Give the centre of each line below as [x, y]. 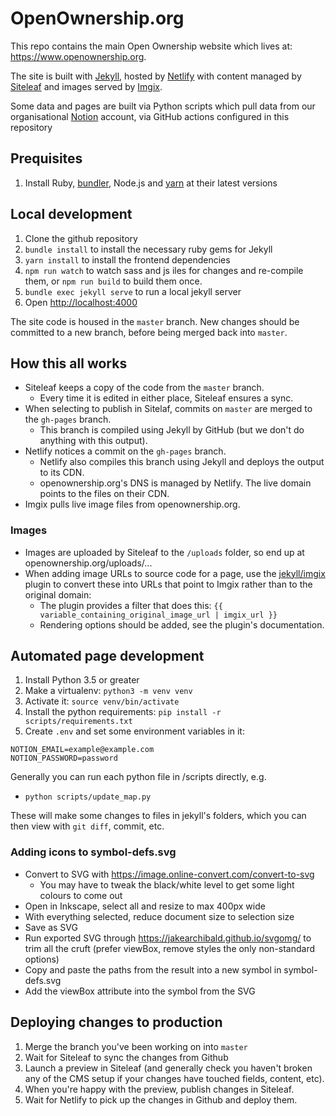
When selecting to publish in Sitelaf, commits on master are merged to [168, 409]
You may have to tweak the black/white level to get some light [167, 884]
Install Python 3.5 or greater [82, 680]
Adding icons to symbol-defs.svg [93, 852]
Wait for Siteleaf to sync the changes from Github [126, 1057]
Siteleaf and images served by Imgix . [86, 86]
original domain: [58, 594]
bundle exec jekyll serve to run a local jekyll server [133, 291]
